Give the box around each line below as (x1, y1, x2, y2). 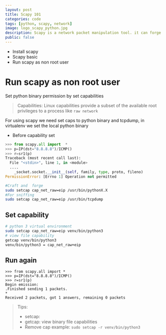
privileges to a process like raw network (17, 108, 98, 114)
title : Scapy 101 (5, 12, 41, 17)
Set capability (5, 210, 49, 219)
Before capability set (12, 132, 55, 138)
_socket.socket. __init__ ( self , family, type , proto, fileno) (14, 170, 143, 175)
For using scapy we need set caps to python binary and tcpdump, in (5, 117, 145, 123)
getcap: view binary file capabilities (24, 319, 98, 325)
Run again (5, 256, 37, 265)
